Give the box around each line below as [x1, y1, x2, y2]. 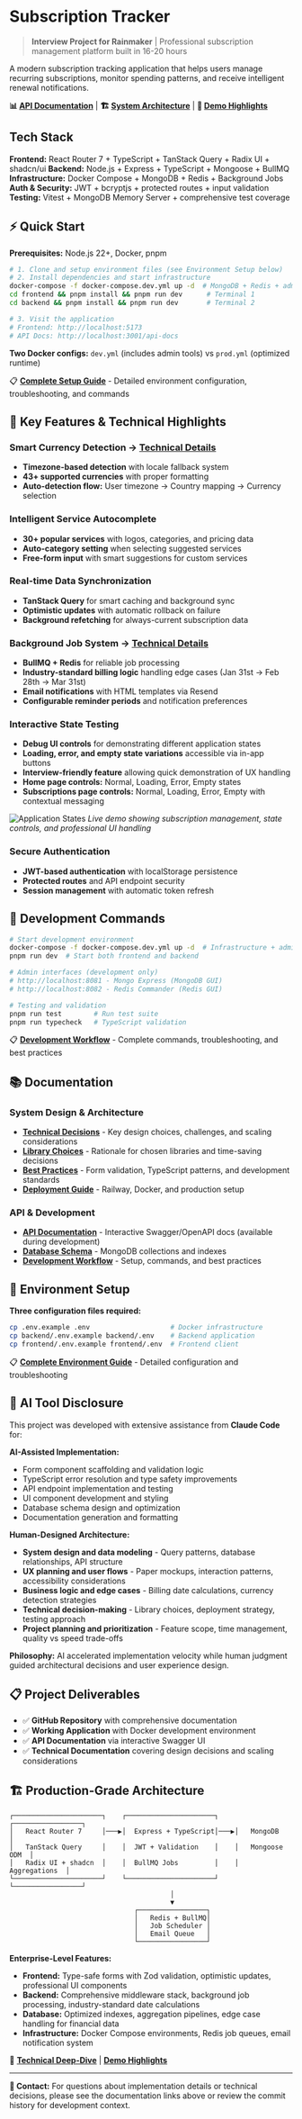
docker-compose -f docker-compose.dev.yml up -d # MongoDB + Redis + [9, 282, 280, 291]
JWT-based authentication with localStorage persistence [22, 866, 238, 877]
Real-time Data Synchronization [9, 574, 152, 587]
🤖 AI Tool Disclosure [9, 1395, 124, 1411]
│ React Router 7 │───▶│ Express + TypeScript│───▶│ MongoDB [9, 1827, 280, 1836]
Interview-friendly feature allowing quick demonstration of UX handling [22, 767, 291, 778]
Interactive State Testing [9, 718, 120, 731]
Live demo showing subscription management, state [87, 813, 283, 825]
